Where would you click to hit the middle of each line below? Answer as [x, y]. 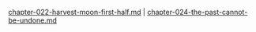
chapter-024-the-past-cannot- [198, 12]
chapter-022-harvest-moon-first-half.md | [77, 12]
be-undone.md [32, 20]
